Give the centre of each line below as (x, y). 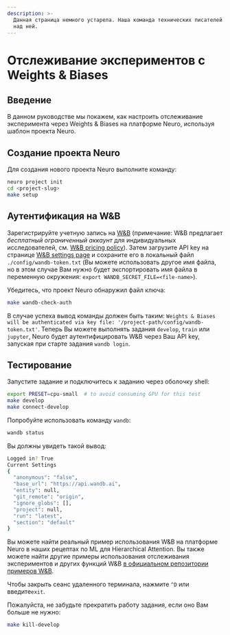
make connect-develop (38, 407)
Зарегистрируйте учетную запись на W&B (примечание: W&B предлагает (115, 233)
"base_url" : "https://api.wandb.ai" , (67, 484)
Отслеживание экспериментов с (106, 60)
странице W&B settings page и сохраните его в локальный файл (101, 254)
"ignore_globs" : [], (43, 503)
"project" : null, (38, 509)
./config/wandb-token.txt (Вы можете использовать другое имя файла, (112, 262)
